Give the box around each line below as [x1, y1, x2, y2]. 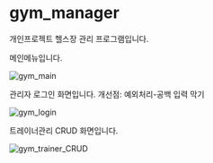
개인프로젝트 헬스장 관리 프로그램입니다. [9, 33, 149, 44]
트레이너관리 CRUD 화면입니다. [9, 124, 119, 136]
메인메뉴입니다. [9, 52, 63, 63]
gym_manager [9, 3, 120, 23]
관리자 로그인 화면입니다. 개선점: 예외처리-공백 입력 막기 [9, 89, 205, 99]
